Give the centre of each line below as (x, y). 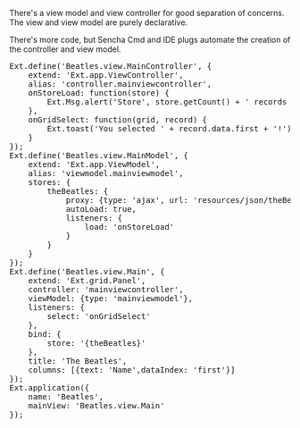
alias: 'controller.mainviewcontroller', (120, 84)
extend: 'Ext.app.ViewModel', (94, 164)
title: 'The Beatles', (78, 361)
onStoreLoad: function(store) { (99, 93)
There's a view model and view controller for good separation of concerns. (147, 13)
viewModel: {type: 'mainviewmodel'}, (111, 298)
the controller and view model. (65, 49)
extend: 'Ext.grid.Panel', (87, 281)
